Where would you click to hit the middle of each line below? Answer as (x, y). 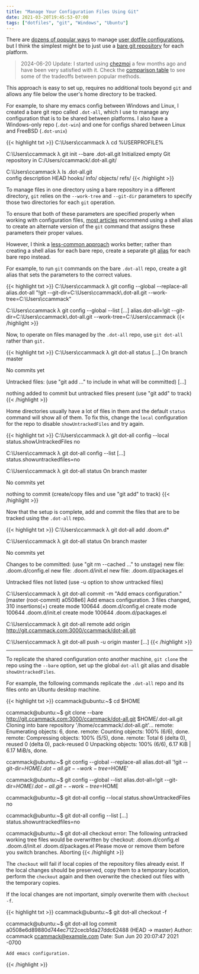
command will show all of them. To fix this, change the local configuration (97, 417)
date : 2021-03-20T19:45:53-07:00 (47, 17)
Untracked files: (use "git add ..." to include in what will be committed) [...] (96, 382)
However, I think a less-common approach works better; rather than (89, 244)
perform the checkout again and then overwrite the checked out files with (95, 876)
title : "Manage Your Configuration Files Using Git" (73, 12)
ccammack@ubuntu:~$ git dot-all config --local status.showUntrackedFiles (98, 798)
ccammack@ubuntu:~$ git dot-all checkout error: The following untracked (97, 834)
